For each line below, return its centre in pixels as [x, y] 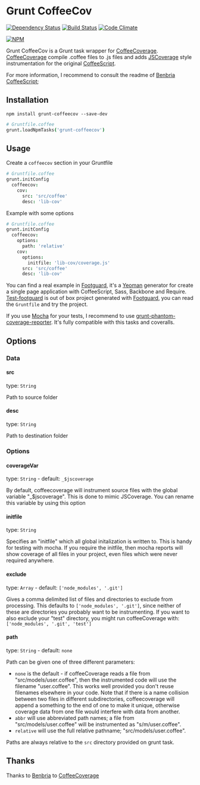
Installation [27, 100]
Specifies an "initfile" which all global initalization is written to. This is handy [99, 541]
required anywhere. [30, 560]
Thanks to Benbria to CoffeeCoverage [53, 775]
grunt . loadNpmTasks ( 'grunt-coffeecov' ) [56, 130]
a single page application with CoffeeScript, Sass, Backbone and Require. [96, 292]
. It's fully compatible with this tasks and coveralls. [113, 322]
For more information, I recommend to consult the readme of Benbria [91, 75]
